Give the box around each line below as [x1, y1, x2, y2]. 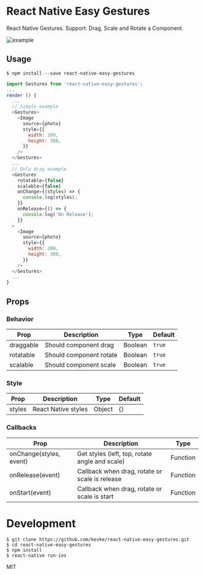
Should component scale [45, 360, 117, 369]
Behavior [6, 314, 34, 323]
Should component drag [45, 341, 114, 349]
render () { [6, 92, 37, 98]
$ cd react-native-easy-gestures [6, 542, 92, 548]
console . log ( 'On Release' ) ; [22, 211, 95, 217]
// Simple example [12, 104, 59, 110]
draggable [9, 341, 39, 349]
